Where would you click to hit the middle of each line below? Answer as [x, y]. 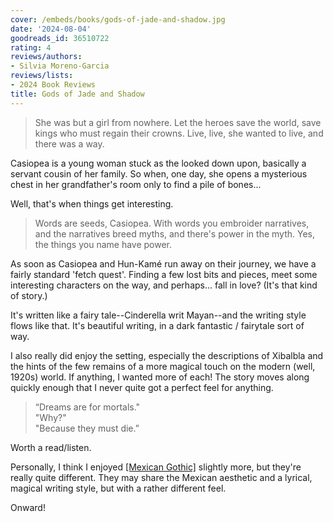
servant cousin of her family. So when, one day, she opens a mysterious [159, 173]
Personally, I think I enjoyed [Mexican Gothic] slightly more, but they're [156, 467]
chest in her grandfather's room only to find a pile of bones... [136, 184]
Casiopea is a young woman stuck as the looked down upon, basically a [158, 163]
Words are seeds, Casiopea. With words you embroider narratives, [172, 223]
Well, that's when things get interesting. [92, 203]
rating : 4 [31, 47]
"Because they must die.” [87, 428]
